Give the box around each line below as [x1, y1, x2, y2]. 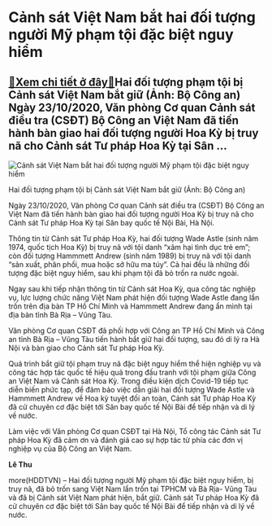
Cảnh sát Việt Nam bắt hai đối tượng [8, 8, 256, 27]
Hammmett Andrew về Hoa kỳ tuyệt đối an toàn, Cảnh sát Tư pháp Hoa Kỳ [8, 393, 257, 403]
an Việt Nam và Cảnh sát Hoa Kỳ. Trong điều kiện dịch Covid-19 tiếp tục [8, 376, 249, 386]
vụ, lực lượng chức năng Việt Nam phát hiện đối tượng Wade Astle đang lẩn [8, 293, 260, 302]
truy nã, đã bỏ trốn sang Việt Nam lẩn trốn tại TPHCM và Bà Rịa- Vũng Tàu [8, 484, 257, 493]
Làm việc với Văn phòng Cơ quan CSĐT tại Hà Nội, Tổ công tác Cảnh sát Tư [8, 427, 261, 436]
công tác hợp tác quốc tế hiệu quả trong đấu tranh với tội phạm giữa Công [8, 367, 257, 377]
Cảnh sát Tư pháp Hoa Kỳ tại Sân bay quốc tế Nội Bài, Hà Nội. [8, 218, 215, 227]
